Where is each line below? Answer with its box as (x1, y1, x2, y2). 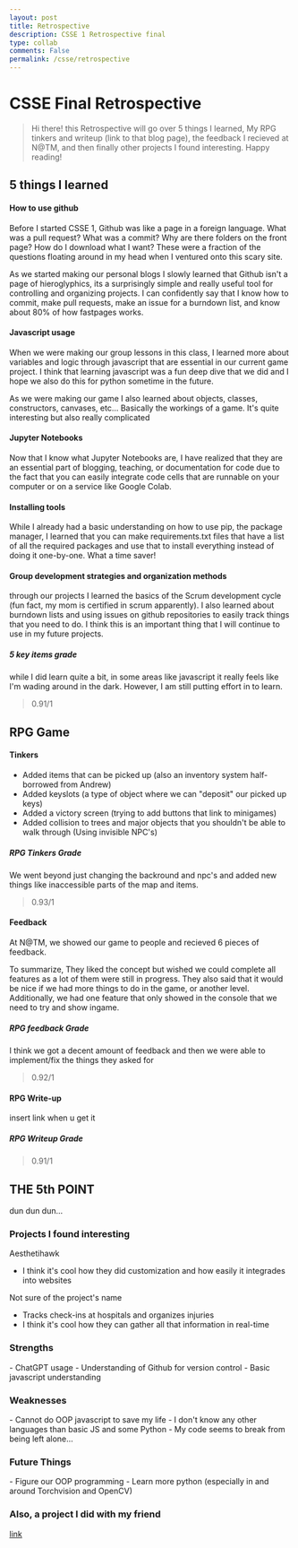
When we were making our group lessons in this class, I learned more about (9, 347, 289, 358)
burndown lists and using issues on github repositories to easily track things (9, 610, 290, 620)
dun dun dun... (9, 1206, 64, 1216)
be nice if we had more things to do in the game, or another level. (9, 983, 251, 994)
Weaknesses (9, 1394, 67, 1406)
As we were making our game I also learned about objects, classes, (9, 393, 258, 403)
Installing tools (9, 501, 65, 512)
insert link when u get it (9, 1112, 96, 1123)
